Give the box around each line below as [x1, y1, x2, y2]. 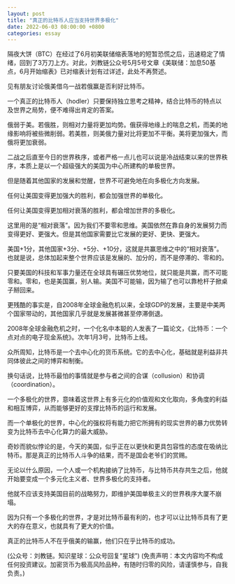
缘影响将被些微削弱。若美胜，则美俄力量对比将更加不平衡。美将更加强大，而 [7, 129, 228, 138]
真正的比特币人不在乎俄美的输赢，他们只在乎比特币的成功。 [7, 536, 179, 546]
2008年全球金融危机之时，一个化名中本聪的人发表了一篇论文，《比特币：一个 [7, 325, 228, 333]
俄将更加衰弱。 [7, 138, 50, 147]
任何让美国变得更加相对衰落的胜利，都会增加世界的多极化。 [7, 206, 179, 215]
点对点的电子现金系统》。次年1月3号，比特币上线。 [7, 333, 152, 341]
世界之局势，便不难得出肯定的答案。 [13, 106, 117, 114]
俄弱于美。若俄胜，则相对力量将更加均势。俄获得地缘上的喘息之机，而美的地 [7, 120, 228, 129]
